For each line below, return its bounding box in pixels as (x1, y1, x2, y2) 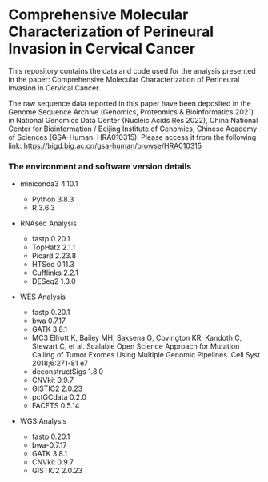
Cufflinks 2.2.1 (31, 268, 78, 277)
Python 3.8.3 (31, 194, 74, 205)
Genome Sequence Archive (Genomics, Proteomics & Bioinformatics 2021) (8, 106, 254, 117)
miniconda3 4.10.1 (19, 179, 78, 189)
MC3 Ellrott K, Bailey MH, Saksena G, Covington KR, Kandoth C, (31, 333, 242, 343)
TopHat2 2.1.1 (31, 242, 76, 253)
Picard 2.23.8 (31, 251, 77, 261)
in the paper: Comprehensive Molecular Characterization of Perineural (8, 74, 240, 84)
